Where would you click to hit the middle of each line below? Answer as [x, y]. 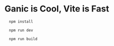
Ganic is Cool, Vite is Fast [57, 9]
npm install [21, 22]
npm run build [23, 39]
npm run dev [21, 30]
